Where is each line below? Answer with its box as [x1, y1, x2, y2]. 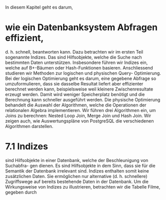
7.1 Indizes [5, 141, 48, 152]
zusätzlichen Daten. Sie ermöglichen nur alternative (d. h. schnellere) [5, 173, 147, 179]
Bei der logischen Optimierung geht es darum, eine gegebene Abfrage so [5, 75, 156, 81]
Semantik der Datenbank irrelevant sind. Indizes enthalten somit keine [5, 167, 149, 174]
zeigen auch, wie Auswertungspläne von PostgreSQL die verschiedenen [5, 117, 154, 124]
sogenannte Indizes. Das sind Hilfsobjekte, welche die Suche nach [5, 54, 142, 60]
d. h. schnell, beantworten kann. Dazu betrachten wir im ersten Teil [5, 48, 143, 54]
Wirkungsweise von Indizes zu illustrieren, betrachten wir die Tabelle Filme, [5, 183, 160, 189]
